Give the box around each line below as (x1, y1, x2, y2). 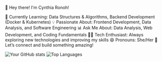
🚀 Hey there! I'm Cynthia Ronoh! (5, 5, 70, 10)
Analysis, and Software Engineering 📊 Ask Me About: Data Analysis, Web (5, 25, 153, 31)
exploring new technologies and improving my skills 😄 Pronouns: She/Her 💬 (5, 37, 158, 43)
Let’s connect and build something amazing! (5, 42, 94, 48)
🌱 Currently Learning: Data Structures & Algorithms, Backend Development (5, 14, 155, 19)
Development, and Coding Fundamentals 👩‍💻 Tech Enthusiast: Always (5, 32, 144, 37)
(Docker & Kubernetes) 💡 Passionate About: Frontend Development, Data (5, 19, 152, 25)
